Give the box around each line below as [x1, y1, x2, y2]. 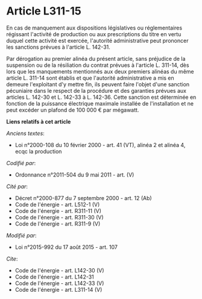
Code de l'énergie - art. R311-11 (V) [14, 207, 101, 215]
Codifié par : [6, 159, 36, 166]
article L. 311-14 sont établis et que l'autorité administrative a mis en [6, 74, 175, 81]
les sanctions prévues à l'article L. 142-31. [6, 43, 110, 51]
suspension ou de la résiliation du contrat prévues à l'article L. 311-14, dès [6, 61, 189, 69]
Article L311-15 [6, 4, 81, 18]
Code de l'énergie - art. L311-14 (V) [14, 286, 103, 293]
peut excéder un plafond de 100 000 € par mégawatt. [6, 106, 139, 113]
